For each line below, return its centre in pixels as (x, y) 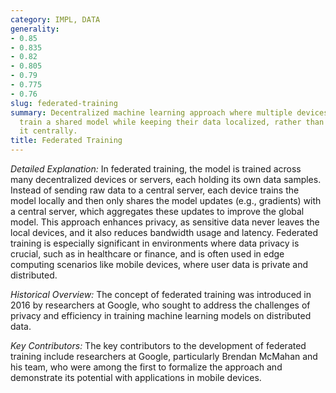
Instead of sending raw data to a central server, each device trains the (155, 190)
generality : (35, 29)
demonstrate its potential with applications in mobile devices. (136, 377)
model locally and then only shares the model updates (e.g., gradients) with (166, 200)
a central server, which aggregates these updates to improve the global (157, 211)
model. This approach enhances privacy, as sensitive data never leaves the (165, 222)
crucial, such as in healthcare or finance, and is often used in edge (147, 254)
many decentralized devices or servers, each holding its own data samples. (166, 179)
